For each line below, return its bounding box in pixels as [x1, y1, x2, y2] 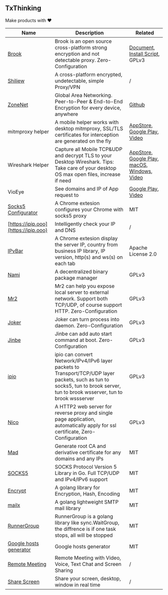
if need [54, 177, 71, 184]
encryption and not [54, 50, 99, 57]
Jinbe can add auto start [54, 330, 112, 337]
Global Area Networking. [54, 91, 112, 98]
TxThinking [5, 4, 41, 13]
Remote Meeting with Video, [54, 554, 121, 561]
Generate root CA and [54, 442, 106, 449]
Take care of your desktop [54, 164, 116, 171]
